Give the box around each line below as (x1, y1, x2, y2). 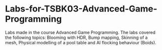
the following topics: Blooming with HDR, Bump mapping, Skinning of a (5, 35, 148, 40)
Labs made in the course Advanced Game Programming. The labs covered (5, 29, 156, 35)
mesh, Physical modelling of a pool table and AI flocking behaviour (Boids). (5, 39, 157, 45)
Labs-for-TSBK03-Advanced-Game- (5, 3, 158, 14)
